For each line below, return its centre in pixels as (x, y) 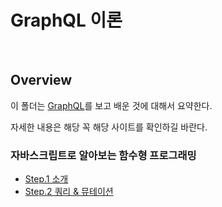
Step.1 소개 (46, 179)
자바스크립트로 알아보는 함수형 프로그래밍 (103, 155)
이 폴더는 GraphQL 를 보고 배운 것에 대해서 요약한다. (111, 105)
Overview (41, 80)
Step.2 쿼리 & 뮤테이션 (69, 192)
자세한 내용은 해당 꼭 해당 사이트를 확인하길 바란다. (109, 127)
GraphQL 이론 (66, 20)
